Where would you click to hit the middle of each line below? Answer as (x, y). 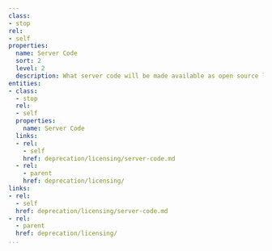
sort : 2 (29, 61)
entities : (25, 83)
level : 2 (30, 69)
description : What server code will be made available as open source (137, 76)
